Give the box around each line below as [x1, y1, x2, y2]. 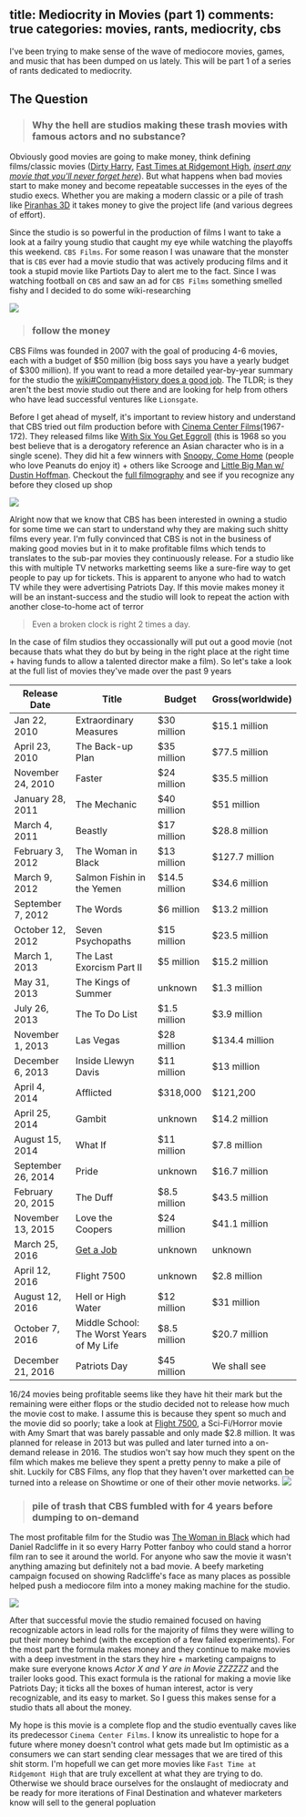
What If [76, 1138, 107, 1151]
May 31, [14, 975, 50, 988]
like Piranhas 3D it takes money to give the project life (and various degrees [9, 200, 293, 210]
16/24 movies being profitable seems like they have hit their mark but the [9, 1389, 283, 1400]
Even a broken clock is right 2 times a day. [31, 619, 191, 630]
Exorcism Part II [76, 960, 143, 973]
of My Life [76, 1339, 119, 1351]
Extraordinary [76, 713, 134, 726]
